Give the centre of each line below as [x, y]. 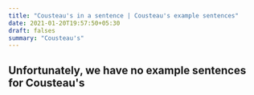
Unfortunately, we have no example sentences [127, 70]
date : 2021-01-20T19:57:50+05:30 [64, 23]
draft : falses [32, 30]
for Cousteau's [47, 83]
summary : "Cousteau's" [46, 38]
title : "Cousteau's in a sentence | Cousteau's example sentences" [124, 16]
